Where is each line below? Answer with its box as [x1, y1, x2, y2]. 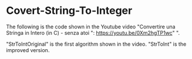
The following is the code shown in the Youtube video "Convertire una [6, 23, 176, 30]
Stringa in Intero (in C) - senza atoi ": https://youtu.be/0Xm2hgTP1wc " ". [6, 29, 180, 36]
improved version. [6, 46, 50, 53]
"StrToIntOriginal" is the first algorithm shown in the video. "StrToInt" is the [6, 40, 187, 47]
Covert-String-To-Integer [6, 4, 133, 17]
